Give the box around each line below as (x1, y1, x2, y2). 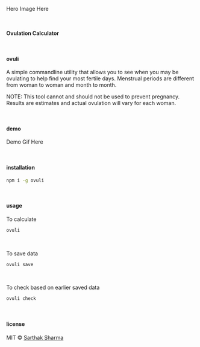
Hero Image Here (6, 5, 49, 12)
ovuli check (6, 296, 36, 302)
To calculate (6, 215, 37, 223)
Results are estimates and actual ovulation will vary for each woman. (6, 100, 177, 107)
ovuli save (6, 261, 34, 267)
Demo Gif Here (6, 138, 43, 145)
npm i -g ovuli (6, 177, 45, 183)
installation (6, 164, 35, 171)
